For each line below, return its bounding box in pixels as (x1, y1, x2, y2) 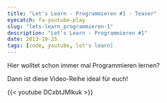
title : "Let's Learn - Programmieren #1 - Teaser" (7, 10, 157, 17)
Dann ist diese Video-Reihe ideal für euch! (7, 75, 129, 83)
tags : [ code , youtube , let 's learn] (7, 42, 113, 49)
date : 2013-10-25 (7, 36, 58, 43)
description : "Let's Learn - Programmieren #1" (7, 29, 148, 37)
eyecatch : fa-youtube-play (7, 17, 86, 24)
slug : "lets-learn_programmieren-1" (7, 23, 113, 30)
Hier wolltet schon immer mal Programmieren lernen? (7, 62, 160, 69)
